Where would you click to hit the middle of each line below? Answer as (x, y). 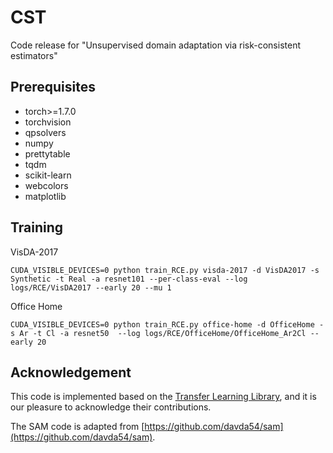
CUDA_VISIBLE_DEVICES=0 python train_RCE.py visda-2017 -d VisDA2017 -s (165, 270)
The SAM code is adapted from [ (77, 427)
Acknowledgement (71, 372)
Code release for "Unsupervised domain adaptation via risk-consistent (155, 45)
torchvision (48, 122)
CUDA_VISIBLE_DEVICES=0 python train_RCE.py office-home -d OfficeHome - (167, 324)
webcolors (46, 185)
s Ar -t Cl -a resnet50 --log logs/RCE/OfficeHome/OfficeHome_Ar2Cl (158, 333)
